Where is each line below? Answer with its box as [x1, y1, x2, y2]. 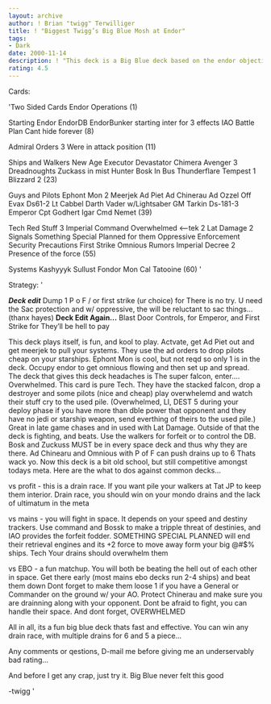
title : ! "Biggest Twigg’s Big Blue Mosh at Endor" [8, 27, 186, 35]
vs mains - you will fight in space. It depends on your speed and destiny [8, 514, 248, 523]
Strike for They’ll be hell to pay [8, 321, 110, 331]
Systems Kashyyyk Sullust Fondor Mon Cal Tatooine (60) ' [8, 264, 202, 274]
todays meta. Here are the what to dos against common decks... [8, 465, 222, 475]
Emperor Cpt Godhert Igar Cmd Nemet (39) [8, 207, 152, 217]
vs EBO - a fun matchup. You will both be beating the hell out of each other [8, 564, 258, 573]
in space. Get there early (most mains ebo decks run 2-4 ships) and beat [8, 572, 251, 581]
